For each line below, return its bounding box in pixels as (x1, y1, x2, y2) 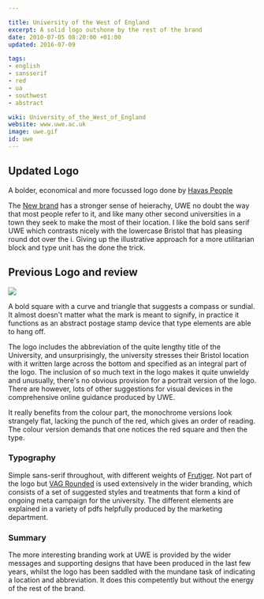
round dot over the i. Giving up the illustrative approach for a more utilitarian (8, 234, 255, 243)
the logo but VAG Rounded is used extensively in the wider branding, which (8, 479, 253, 488)
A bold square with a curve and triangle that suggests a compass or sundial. (8, 301, 255, 311)
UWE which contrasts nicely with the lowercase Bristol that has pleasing (8, 226, 243, 235)
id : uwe (8, 135, 34, 143)
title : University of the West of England (8, 18, 150, 26)
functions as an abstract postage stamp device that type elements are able (8, 318, 251, 328)
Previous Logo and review (8, 266, 138, 279)
